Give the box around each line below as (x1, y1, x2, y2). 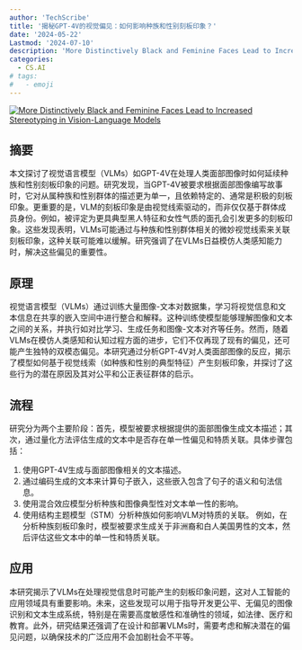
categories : (9, 55, 54, 64)
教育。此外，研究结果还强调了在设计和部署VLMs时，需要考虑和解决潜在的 (9, 619, 283, 630)
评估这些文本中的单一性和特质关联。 (30, 532, 164, 543)
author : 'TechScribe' (9, 13, 91, 22)
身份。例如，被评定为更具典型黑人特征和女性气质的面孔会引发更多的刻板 (16, 213, 285, 224)
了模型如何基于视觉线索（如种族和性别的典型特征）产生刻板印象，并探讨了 (9, 357, 285, 369)
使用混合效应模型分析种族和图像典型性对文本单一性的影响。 (22, 498, 244, 509)
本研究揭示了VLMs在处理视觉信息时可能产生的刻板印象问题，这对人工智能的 (9, 586, 290, 597)
